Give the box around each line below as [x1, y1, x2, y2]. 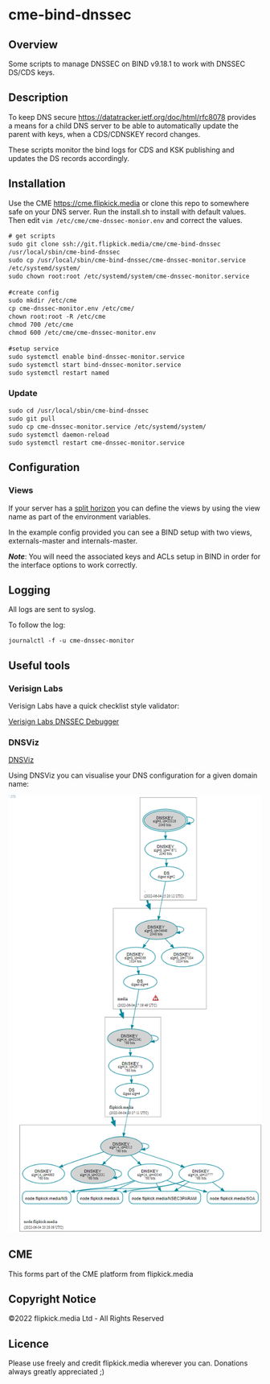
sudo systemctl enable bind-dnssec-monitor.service [8, 353, 185, 361]
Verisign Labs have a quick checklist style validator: [8, 701, 179, 711]
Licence [8, 1336, 50, 1350]
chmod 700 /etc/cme [8, 320, 74, 328]
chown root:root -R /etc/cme [8, 312, 106, 320]
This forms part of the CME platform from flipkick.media [8, 1269, 194, 1279]
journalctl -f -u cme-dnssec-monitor [8, 637, 135, 645]
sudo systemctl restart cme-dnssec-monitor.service [8, 439, 185, 447]
